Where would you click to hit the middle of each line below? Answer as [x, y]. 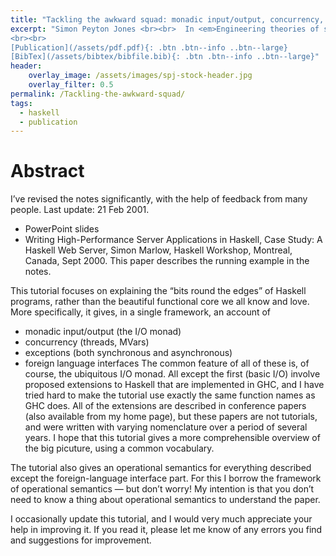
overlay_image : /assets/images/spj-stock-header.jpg [140, 76]
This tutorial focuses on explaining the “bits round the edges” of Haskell [158, 291]
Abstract [47, 171]
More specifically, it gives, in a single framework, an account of [141, 312]
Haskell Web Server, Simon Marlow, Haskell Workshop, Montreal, [158, 250]
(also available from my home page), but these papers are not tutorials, [171, 417]
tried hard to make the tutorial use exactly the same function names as [170, 395]
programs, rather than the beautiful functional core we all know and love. [160, 302]
